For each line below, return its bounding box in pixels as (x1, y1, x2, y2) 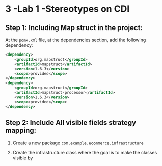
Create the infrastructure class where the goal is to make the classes (12, 150, 157, 156)
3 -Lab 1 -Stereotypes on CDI (5, 3, 130, 15)
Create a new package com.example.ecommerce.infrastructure (12, 140, 144, 146)
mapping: (5, 126, 37, 135)
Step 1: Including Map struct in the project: (5, 23, 143, 32)
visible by (12, 155, 33, 161)
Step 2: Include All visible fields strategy (5, 118, 137, 127)
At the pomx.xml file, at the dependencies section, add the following (5, 37, 146, 43)
